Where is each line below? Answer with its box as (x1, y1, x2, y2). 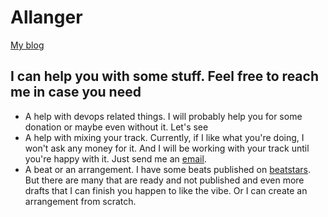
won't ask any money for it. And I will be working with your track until (24, 142, 310, 154)
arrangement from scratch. (24, 195, 137, 207)
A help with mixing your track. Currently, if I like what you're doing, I (24, 131, 305, 143)
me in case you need (10, 84, 142, 101)
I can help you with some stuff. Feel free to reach (10, 68, 319, 85)
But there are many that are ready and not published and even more (24, 174, 305, 186)
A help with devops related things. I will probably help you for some (24, 110, 303, 122)
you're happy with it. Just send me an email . (24, 152, 207, 165)
